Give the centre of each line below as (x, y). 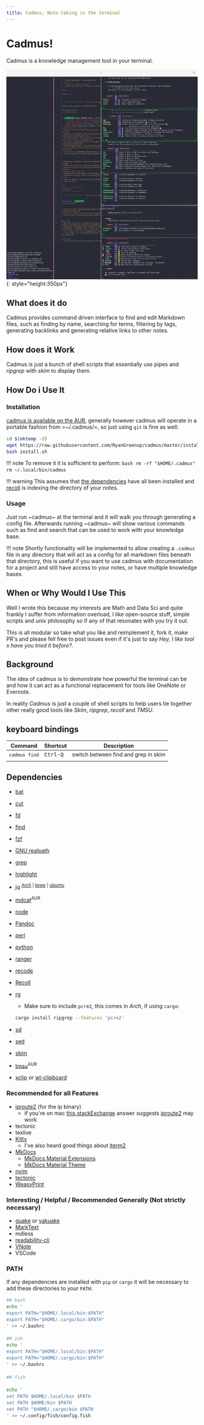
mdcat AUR (28, 899)
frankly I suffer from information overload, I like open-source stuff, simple (98, 614)
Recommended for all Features (53, 1093)
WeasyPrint (29, 1184)
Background (30, 664)
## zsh (15, 1339)
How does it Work (40, 350)
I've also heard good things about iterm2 (75, 1145)
